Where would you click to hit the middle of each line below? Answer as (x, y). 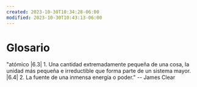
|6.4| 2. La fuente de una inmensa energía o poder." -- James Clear (91, 77)
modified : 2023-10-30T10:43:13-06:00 (54, 18)
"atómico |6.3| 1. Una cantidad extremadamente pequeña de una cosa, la (98, 64)
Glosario (28, 48)
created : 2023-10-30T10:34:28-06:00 (53, 12)
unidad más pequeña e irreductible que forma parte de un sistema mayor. (99, 71)
